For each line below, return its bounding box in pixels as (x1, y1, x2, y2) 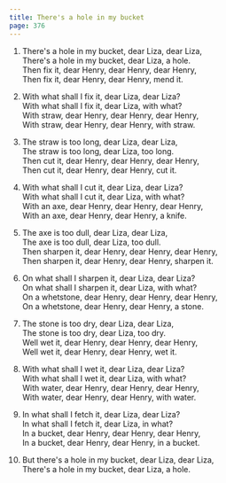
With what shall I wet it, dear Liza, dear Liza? (21, 363, 185, 374)
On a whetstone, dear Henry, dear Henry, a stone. (21, 300, 204, 311)
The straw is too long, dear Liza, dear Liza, (21, 136, 178, 147)
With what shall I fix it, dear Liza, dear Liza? (21, 90, 181, 102)
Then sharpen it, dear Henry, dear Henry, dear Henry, (21, 245, 218, 257)
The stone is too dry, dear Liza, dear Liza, (21, 318, 175, 329)
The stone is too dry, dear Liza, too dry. (21, 327, 167, 338)
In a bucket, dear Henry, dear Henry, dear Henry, (21, 427, 201, 439)
